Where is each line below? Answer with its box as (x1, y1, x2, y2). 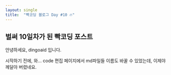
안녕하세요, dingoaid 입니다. (5, 47, 62, 53)
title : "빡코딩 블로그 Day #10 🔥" (5, 12, 75, 17)
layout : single (5, 7, 38, 13)
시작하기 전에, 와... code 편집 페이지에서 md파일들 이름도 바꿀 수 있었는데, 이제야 (5, 58, 166, 64)
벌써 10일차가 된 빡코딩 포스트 (5, 32, 93, 41)
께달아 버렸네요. (5, 64, 37, 70)
